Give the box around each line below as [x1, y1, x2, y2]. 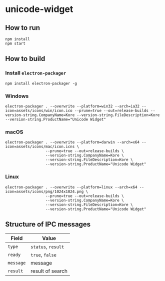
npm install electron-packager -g [5, 81, 77, 86]
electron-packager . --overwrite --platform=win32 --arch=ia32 [5, 103, 140, 108]
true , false [30, 251, 56, 258]
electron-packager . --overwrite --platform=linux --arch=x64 [5, 184, 137, 189]
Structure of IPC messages [5, 220, 91, 228]
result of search [30, 267, 68, 274]
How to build [5, 54, 45, 63]
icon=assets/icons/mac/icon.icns [5, 144, 75, 149]
